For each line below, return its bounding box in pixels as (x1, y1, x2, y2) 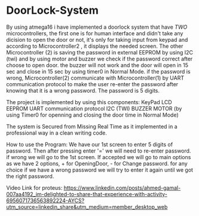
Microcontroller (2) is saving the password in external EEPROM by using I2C (6, 48, 193, 56)
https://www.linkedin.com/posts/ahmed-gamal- (63, 184, 181, 191)
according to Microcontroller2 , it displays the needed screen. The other (6, 42, 183, 50)
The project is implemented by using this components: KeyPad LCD (6, 98, 172, 105)
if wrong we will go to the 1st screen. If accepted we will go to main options (6, 153, 191, 160)
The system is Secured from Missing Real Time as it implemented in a (6, 123, 177, 130)
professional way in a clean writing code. (6, 129, 108, 136)
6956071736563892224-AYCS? (6, 197, 85, 204)
